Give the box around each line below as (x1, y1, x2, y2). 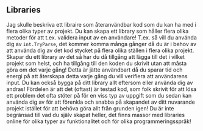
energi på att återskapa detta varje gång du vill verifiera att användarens (6, 72, 188, 79)
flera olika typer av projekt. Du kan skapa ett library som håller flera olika (6, 27, 189, 35)
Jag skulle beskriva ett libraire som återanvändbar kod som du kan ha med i (6, 21, 197, 28)
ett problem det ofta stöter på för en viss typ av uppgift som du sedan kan (6, 92, 192, 99)
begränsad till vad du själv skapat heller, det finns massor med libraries (6, 111, 185, 118)
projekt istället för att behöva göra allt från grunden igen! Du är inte (6, 104, 174, 112)
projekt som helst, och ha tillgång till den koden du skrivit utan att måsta (6, 59, 187, 67)
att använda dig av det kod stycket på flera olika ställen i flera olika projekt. (6, 47, 194, 54)
